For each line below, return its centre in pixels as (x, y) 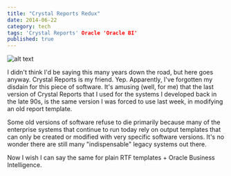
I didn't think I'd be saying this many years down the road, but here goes (110, 72)
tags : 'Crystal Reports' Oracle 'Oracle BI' (72, 33)
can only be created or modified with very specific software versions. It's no (116, 137)
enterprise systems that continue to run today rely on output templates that (114, 130)
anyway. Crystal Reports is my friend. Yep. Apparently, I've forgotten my (110, 79)
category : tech (29, 26)
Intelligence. (25, 165)
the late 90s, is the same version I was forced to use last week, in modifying (115, 101)
